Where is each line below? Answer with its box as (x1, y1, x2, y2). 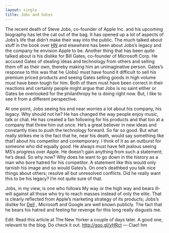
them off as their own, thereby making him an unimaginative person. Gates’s (5, 64, 163, 70)
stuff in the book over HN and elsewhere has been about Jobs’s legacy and (5, 42, 161, 48)
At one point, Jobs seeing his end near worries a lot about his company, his (5, 106, 162, 112)
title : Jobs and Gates (5, 12, 53, 17)
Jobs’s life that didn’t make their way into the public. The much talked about (5, 36, 162, 43)
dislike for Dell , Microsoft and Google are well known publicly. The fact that (5, 201, 162, 207)
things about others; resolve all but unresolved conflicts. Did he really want (5, 170, 161, 176)
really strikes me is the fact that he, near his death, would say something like (5, 132, 164, 138)
